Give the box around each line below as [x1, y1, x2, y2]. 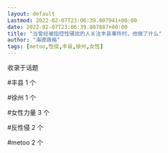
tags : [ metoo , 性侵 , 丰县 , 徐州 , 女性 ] [7, 43, 104, 50]
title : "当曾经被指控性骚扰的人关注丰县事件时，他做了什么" [7, 30, 162, 37]
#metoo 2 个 [7, 138, 44, 147]
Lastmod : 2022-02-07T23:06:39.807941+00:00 [7, 17, 138, 24]
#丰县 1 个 [7, 78, 37, 87]
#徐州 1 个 [7, 93, 37, 102]
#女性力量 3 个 [7, 109, 50, 116]
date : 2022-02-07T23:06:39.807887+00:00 [7, 23, 128, 30]
